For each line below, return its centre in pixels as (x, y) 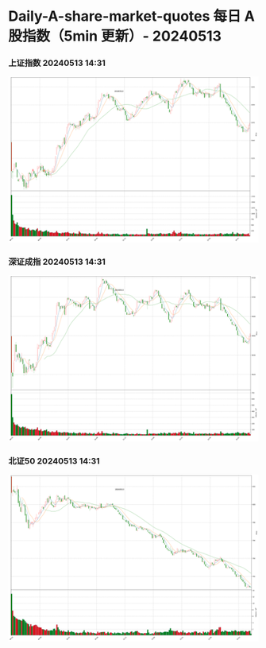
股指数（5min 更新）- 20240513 (115, 36)
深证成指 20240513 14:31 (57, 262)
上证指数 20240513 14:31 (57, 63)
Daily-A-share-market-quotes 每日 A (132, 16)
